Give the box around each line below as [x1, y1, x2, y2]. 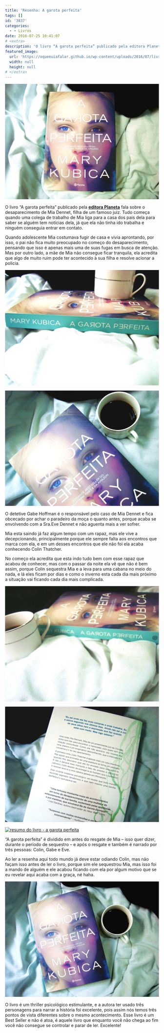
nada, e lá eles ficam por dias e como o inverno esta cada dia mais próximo [5, 571, 157, 577]
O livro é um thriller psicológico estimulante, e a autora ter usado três [5, 1002, 144, 1008]
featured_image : [5, 49, 38, 54]
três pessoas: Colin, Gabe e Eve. [5, 847, 71, 853]
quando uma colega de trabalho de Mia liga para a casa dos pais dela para [5, 215, 155, 221]
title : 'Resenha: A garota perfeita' [5, 8, 82, 13]
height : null [9, 64, 36, 69]
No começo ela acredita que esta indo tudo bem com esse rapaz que [5, 556, 144, 561]
